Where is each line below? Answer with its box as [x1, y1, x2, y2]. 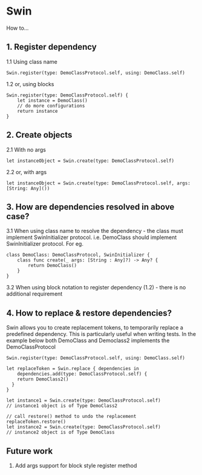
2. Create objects [6, 130, 73, 140]
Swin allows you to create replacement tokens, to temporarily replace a [6, 324, 183, 331]
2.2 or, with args [6, 168, 47, 175]
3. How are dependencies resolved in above [6, 201, 175, 212]
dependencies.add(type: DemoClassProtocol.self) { [17, 371, 148, 377]
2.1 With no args [6, 146, 47, 153]
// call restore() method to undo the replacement [6, 414, 137, 420]
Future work [6, 446, 53, 456]
